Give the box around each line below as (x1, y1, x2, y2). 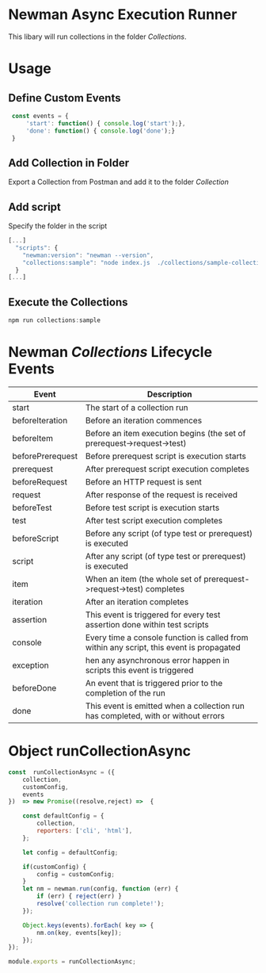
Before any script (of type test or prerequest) (85, 527, 253, 538)
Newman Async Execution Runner (8, 6, 237, 24)
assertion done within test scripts (85, 619, 209, 630)
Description (146, 389, 192, 400)
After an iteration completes (85, 596, 189, 607)
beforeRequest (12, 476, 67, 487)
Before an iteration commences (85, 415, 203, 426)
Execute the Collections (8, 295, 128, 308)
